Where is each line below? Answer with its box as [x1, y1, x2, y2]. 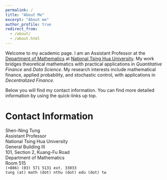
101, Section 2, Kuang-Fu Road [5, 149, 70, 155]
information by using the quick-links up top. [5, 93, 97, 99]
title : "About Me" [5, 12, 45, 17]
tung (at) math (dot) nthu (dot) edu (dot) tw [5, 170, 107, 175]
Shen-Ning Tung [5, 127, 40, 133]
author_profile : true [5, 21, 52, 27]
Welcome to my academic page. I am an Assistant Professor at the [5, 50, 145, 56]
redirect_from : [5, 27, 38, 32]
